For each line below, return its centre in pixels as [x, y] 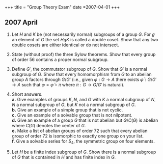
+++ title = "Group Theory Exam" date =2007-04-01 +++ [62, 7]
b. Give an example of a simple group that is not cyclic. [67, 109]
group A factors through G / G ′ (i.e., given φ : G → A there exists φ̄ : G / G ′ [84, 79]
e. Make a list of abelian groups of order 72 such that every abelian [80, 131]
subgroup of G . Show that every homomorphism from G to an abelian [81, 74]
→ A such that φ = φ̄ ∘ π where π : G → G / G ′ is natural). [68, 84]
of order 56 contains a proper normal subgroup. [60, 59]
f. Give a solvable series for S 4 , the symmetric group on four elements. [83, 142]
